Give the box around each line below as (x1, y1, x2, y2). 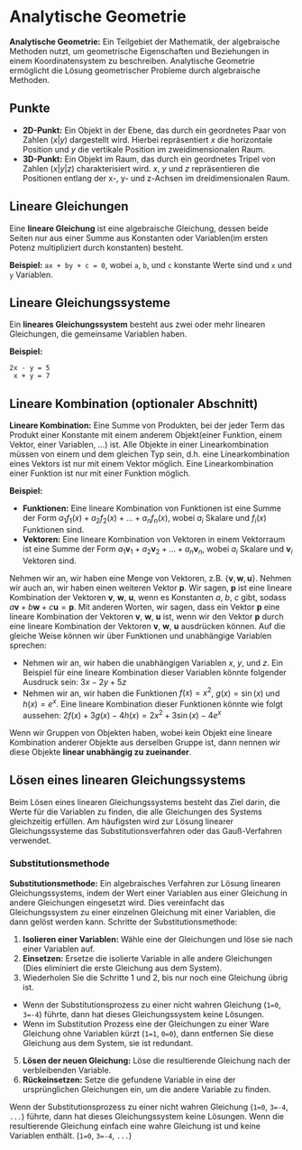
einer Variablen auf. (22, 943, 96, 954)
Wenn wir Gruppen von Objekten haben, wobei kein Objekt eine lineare (9, 727, 273, 737)
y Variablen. (9, 269, 54, 280)
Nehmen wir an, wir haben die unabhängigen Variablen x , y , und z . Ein (22, 657, 284, 668)
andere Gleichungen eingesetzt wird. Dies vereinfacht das (9, 896, 225, 908)
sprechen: (9, 639, 47, 651)
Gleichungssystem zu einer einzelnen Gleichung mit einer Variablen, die (9, 906, 277, 917)
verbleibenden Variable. (22, 1064, 112, 1075)
